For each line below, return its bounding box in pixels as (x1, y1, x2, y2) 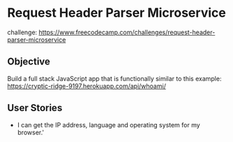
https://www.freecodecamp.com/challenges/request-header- (38, 28, 216, 36)
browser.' (17, 128, 45, 136)
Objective (7, 56, 51, 68)
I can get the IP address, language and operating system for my (17, 120, 200, 129)
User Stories (7, 102, 63, 114)
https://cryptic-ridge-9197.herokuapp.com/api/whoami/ (7, 82, 166, 90)
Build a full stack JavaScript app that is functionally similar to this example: (7, 74, 222, 83)
